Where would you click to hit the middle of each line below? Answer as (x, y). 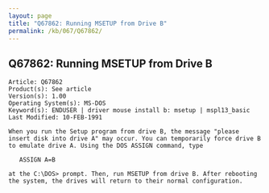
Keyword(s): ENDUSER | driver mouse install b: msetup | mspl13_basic (129, 111)
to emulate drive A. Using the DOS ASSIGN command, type (106, 146)
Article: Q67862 (35, 82)
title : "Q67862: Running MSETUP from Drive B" (88, 23)
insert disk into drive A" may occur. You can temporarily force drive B (135, 139)
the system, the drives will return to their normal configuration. (126, 181)
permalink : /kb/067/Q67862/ (56, 31)
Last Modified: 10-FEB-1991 (56, 118)
